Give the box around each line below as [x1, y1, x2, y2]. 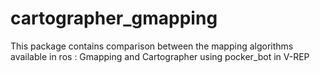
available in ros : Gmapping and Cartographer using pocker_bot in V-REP [10, 50, 310, 62]
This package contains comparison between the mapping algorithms [10, 40, 294, 52]
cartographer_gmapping [10, 7, 218, 30]
